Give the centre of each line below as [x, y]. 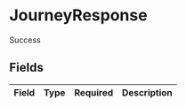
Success [25, 40]
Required [94, 92]
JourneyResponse [79, 15]
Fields [27, 68]
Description [147, 92]
